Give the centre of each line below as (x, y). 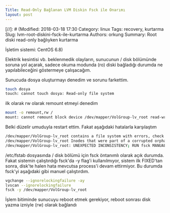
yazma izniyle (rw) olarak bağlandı (41, 205)
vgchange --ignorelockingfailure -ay (45, 180)
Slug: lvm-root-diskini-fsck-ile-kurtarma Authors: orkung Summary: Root (81, 34)
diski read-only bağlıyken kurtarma (42, 40)
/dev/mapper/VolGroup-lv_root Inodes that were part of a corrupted (79, 141)
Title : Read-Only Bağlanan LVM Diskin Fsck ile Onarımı (65, 10)
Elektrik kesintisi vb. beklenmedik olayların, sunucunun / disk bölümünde (81, 59)
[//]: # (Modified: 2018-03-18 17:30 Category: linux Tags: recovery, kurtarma (84, 29)
